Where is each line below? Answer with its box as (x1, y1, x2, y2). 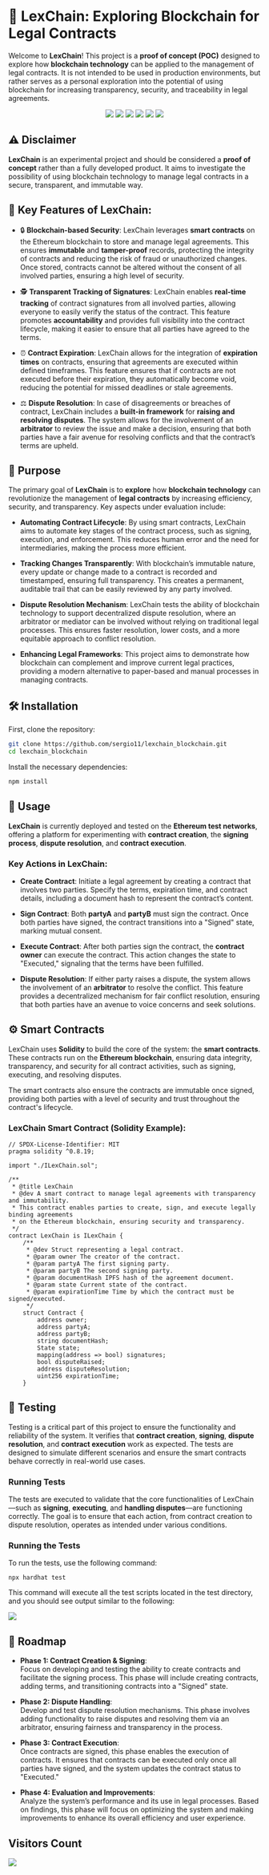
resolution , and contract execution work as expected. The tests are (8, 1439, 234, 1448)
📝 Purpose (8, 464, 62, 477)
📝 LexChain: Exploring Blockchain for (8, 7, 260, 26)
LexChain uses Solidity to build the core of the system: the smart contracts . (8, 1044, 261, 1054)
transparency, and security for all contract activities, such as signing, (8, 1061, 236, 1071)
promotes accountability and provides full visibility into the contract (19, 315, 246, 325)
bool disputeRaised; (37, 1359, 106, 1367)
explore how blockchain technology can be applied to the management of (8, 59, 255, 69)
